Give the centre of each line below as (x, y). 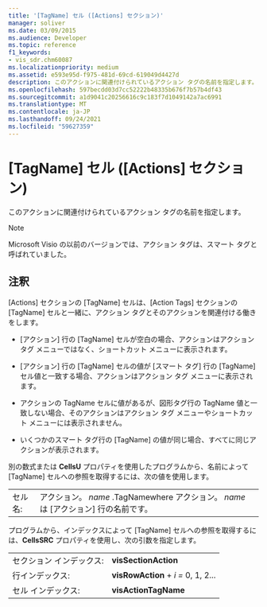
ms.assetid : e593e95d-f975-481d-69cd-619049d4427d (94, 75)
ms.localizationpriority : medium (64, 68)
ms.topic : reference (43, 45)
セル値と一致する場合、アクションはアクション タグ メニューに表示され (136, 375)
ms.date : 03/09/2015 (43, 30)
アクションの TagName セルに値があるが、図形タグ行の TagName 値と (135, 403)
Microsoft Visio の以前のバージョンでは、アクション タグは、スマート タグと (133, 244)
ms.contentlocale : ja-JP (49, 112)
